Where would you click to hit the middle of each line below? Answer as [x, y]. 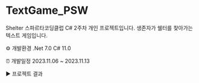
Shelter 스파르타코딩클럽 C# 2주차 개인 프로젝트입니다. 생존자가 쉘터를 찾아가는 [99, 28]
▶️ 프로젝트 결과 [24, 73]
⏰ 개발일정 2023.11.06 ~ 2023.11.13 [48, 61]
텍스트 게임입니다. [27, 35]
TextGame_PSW [47, 11]
